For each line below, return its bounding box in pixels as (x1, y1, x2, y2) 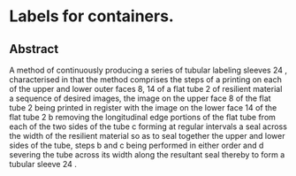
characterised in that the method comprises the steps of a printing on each (9, 74, 283, 85)
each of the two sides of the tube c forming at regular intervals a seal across (9, 121, 287, 132)
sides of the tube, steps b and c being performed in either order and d (9, 140, 264, 150)
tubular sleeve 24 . (9, 159, 78, 169)
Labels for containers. (9, 6, 174, 27)
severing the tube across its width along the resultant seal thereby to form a (9, 149, 285, 160)
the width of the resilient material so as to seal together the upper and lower (9, 131, 285, 141)
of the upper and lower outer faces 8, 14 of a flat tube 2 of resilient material (9, 84, 283, 94)
